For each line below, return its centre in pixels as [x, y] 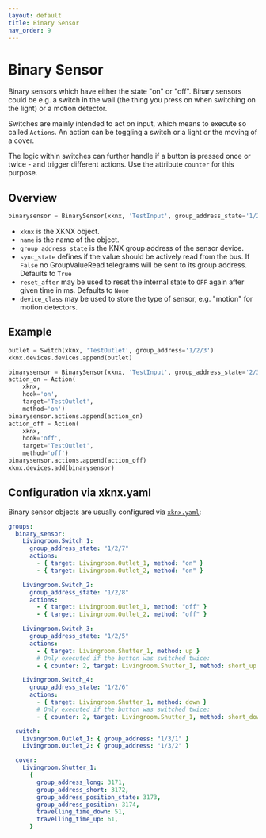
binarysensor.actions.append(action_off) [78, 461]
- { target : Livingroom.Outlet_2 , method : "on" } [120, 571]
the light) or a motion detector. [58, 109]
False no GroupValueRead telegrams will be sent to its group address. [133, 265]
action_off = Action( [44, 424]
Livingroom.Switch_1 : [58, 541]
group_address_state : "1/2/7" [79, 548]
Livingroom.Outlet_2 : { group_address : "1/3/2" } [106, 746]
